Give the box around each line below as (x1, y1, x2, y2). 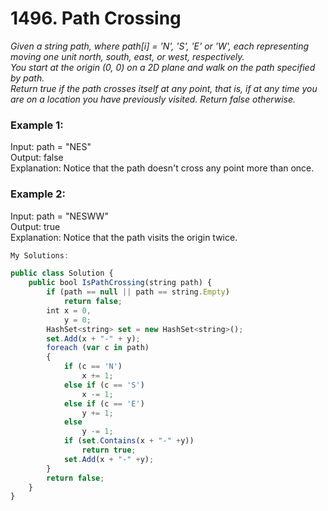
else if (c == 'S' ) (63, 380, 145, 390)
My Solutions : (10, 250, 70, 261)
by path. (10, 72, 45, 84)
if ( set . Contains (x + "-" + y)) (63, 436, 195, 446)
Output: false (10, 152, 64, 164)
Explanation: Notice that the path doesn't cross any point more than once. (10, 162, 315, 174)
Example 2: (10, 187, 66, 201)
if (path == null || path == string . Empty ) (46, 287, 230, 297)
